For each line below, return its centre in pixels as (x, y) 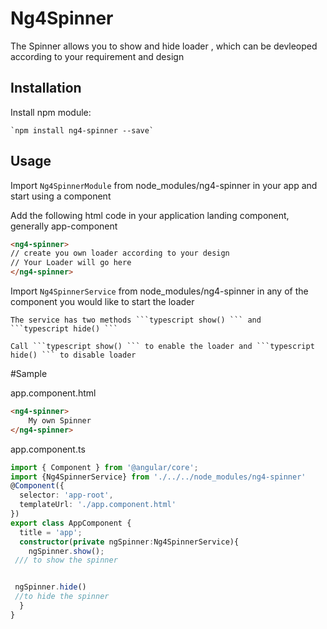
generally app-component (64, 226)
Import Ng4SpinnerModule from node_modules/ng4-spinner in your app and (164, 185)
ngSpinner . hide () (50, 587)
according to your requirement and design (97, 56)
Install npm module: (51, 112)
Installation (46, 88)
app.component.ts (48, 449)
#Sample (29, 374)
